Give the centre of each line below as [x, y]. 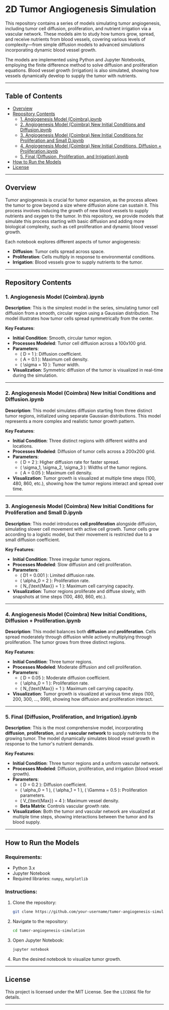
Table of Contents [34, 96]
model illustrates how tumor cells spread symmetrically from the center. [79, 318]
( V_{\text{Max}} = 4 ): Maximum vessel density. [70, 801]
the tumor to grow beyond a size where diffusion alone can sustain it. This [82, 205]
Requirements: [24, 857]
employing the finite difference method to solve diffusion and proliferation [81, 65]
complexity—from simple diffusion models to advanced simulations [75, 44]
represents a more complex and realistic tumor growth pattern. [70, 421]
